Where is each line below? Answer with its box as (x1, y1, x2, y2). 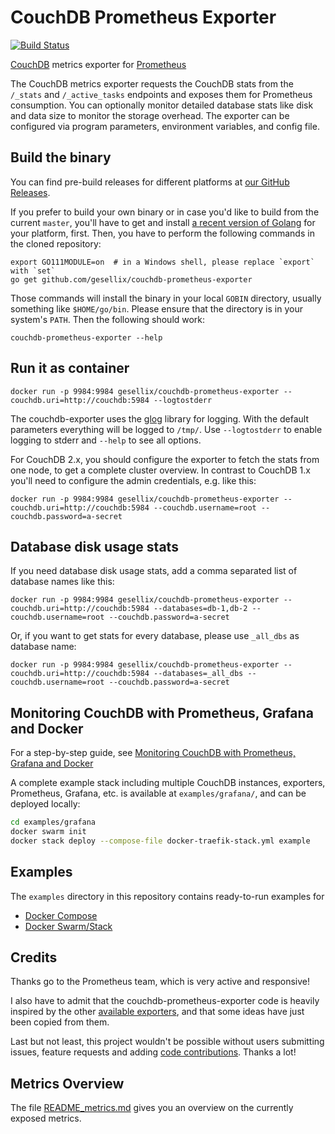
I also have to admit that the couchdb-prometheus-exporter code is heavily (10, 995, 320, 1007)
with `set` (10, 266, 56, 276)
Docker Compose (24, 909, 98, 921)
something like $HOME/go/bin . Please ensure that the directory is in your (10, 302, 303, 315)
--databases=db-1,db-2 (153, 604, 248, 614)
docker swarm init (10, 827, 87, 837)
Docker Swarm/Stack (24, 920, 113, 932)
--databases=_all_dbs (153, 669, 244, 679)
